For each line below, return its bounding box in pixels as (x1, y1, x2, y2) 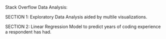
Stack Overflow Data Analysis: (5, 4, 67, 10)
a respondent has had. (5, 29, 51, 34)
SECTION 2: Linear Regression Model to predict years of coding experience (5, 23, 161, 29)
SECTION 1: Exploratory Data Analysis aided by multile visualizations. (5, 14, 147, 19)
